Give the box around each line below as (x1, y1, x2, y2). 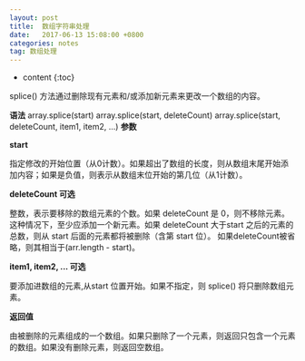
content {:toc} (22, 72, 75, 83)
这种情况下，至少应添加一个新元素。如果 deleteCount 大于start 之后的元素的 (9, 220, 294, 230)
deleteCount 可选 (9, 189, 75, 200)
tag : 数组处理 (9, 47, 57, 56)
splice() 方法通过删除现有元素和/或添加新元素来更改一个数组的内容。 (9, 91, 266, 102)
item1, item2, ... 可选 (9, 261, 86, 272)
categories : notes (9, 38, 79, 48)
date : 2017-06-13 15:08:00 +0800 (9, 30, 144, 39)
